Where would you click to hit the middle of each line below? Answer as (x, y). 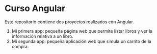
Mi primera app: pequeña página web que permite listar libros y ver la (82, 31)
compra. (20, 46)
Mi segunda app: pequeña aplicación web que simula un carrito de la (81, 41)
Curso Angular (35, 8)
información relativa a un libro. (42, 36)
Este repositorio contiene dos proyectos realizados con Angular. (69, 22)
